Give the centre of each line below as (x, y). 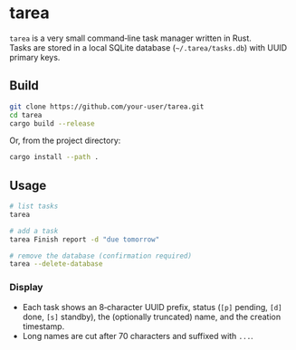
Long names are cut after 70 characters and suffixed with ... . (138, 336)
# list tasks (34, 206)
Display (26, 288)
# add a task (34, 231)
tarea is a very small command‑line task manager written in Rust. (130, 38)
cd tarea (26, 115)
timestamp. (43, 326)
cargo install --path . (54, 157)
